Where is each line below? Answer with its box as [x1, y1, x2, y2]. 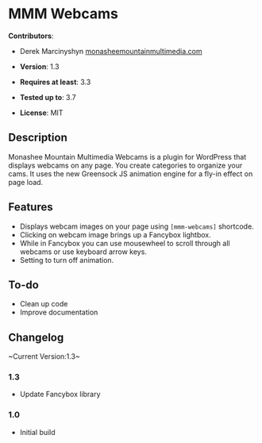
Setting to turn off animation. [19, 255, 114, 264]
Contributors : [8, 31, 54, 40]
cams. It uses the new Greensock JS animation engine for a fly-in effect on [8, 168, 253, 179]
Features [8, 200, 53, 214]
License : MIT [19, 108, 64, 117]
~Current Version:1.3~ [8, 352, 81, 361]
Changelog [8, 330, 64, 344]
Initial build [19, 427, 56, 437]
